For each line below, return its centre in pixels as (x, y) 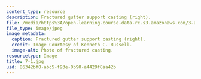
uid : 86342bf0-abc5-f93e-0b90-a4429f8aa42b (61, 67)
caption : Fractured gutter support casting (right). (79, 39)
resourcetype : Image (32, 56)
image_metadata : (26, 34)
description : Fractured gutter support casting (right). (79, 17)
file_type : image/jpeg (34, 28)
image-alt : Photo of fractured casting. (63, 50)
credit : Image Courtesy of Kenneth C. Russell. (72, 45)
